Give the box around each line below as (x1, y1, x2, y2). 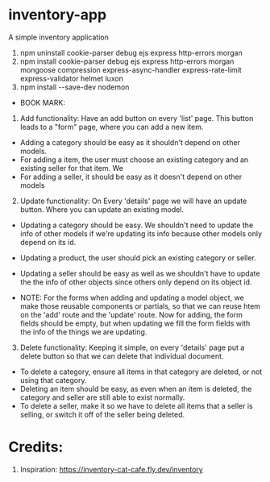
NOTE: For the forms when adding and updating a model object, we (19, 293, 244, 302)
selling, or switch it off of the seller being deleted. (19, 409, 185, 419)
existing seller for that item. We (19, 163, 123, 172)
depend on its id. (19, 237, 77, 247)
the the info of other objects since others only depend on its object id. (19, 276, 252, 287)
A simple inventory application (8, 32, 109, 42)
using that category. (19, 375, 87, 384)
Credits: (8, 438, 64, 456)
